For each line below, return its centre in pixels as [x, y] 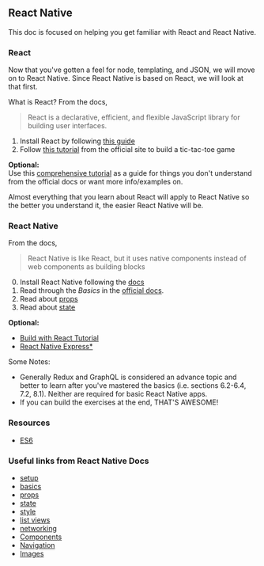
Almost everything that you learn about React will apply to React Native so [129, 197]
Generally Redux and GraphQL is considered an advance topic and [128, 377]
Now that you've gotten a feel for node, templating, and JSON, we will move [132, 70]
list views [35, 520]
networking [38, 528]
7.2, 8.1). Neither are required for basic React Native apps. [113, 394]
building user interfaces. [67, 126]
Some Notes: [29, 362]
